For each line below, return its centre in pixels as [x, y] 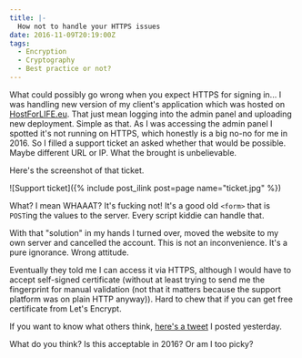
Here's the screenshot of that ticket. [77, 170]
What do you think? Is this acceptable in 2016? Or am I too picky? [131, 343]
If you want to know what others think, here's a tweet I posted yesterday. [146, 326]
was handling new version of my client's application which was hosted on [147, 104]
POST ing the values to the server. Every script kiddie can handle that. [137, 215]
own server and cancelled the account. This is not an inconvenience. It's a [149, 242]
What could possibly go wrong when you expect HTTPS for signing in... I [146, 94]
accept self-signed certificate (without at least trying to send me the [137, 280]
